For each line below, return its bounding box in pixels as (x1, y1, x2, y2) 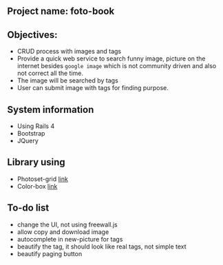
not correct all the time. (17, 69, 84, 78)
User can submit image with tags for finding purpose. (17, 84, 169, 92)
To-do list (7, 202, 50, 214)
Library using (7, 156, 65, 168)
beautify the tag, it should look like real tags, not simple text (17, 242, 187, 251)
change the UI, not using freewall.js (17, 220, 118, 229)
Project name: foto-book (7, 6, 115, 17)
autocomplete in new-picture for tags (17, 235, 123, 243)
